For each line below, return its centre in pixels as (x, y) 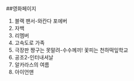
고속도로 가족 (30, 43)
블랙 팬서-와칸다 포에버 (41, 21)
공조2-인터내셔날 (34, 57)
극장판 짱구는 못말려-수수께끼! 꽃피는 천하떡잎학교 (71, 50)
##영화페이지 (21, 8)
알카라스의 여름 (32, 65)
